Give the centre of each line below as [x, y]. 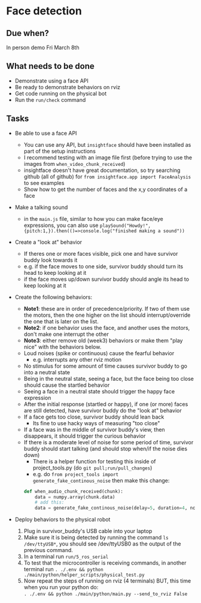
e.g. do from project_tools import [76, 474]
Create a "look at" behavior [48, 242]
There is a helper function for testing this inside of [95, 461]
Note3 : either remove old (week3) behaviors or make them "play [103, 340]
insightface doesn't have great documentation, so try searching [102, 170]
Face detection [44, 11]
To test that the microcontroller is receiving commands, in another [105, 563]
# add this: [50, 502]
